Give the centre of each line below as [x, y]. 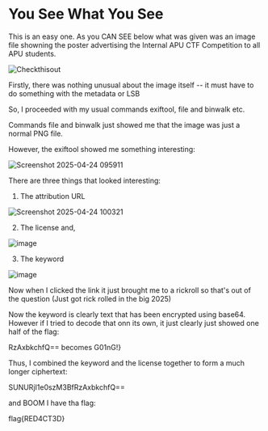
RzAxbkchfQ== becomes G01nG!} [65, 347]
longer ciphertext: [38, 371]
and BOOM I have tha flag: [52, 403]
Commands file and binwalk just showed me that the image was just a [124, 125]
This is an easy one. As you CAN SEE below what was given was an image [132, 36]
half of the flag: [34, 332]
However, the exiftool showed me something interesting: [102, 149]
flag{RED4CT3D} [37, 418]
